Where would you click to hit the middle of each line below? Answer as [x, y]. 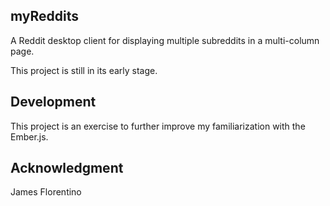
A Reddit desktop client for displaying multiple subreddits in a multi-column [165, 40]
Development [53, 102]
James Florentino [46, 192]
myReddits [45, 16]
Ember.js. [29, 136]
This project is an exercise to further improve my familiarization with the [158, 126]
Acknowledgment [67, 168]
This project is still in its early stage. [84, 70]
